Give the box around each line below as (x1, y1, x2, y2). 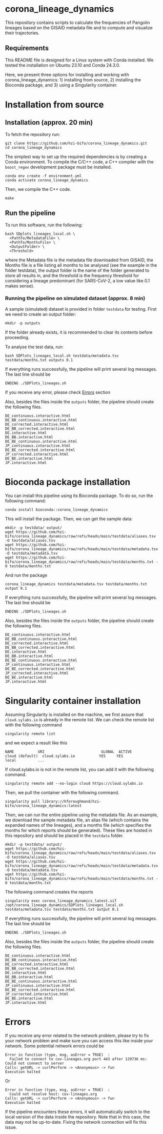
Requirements (5, 44, 49, 52)
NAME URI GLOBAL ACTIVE (5, 749, 132, 754)
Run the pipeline (5, 209, 56, 218)
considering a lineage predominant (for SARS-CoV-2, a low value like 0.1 (5, 278, 150, 283)
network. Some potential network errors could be (5, 1043, 104, 1049)
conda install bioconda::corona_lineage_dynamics (5, 507, 108, 512)
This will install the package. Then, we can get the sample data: (5, 516, 133, 521)
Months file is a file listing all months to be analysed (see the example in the (5, 262, 157, 268)
